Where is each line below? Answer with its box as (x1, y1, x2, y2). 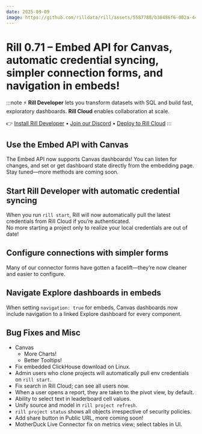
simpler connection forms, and (6, 66, 164, 80)
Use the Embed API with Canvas (6, 139, 129, 149)
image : (6, 14, 23, 20)
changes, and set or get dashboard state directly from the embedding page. (6, 162, 194, 169)
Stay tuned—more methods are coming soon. (6, 168, 119, 175)
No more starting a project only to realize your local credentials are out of (6, 224, 188, 231)
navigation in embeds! (6, 79, 120, 92)
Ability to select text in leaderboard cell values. (14, 395, 131, 402)
